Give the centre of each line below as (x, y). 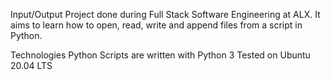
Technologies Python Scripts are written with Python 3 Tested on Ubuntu (160, 55)
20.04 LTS (31, 65)
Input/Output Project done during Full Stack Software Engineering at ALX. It (165, 14)
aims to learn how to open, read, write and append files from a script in (156, 25)
